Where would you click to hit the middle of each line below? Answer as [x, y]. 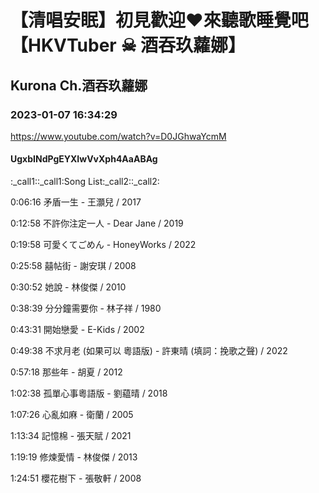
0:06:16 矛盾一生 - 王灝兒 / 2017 [76, 202]
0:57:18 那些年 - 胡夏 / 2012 [66, 372]
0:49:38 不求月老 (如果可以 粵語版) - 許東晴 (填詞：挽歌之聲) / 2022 [149, 351]
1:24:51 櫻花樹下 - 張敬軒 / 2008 [76, 478]
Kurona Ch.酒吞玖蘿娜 [79, 85]
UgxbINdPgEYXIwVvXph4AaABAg [84, 159]
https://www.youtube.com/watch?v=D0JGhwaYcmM [118, 136]
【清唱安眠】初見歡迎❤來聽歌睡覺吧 [159, 20]
